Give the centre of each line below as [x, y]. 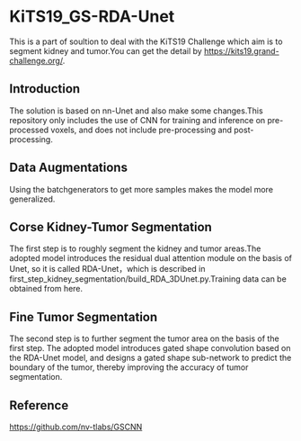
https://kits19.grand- [242, 50]
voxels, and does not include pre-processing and [141, 130]
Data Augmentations [69, 168]
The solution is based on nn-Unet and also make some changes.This [136, 111]
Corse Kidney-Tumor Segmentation [111, 227]
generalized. [32, 199]
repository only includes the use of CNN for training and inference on [137, 120]
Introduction [45, 89]
